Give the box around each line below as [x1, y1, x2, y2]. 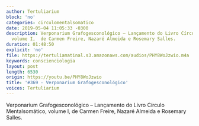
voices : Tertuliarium [6, 85, 60, 91]
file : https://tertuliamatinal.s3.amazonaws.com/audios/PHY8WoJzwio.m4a [6, 52, 190, 58]
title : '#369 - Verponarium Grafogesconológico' [6, 80, 129, 86]
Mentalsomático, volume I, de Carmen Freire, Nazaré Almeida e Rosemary [6, 107, 187, 115]
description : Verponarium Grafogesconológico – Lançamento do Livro [6, 31, 179, 37]
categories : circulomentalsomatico [6, 19, 94, 25]
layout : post [6, 63, 38, 69]
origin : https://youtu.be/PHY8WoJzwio [6, 74, 102, 80]
